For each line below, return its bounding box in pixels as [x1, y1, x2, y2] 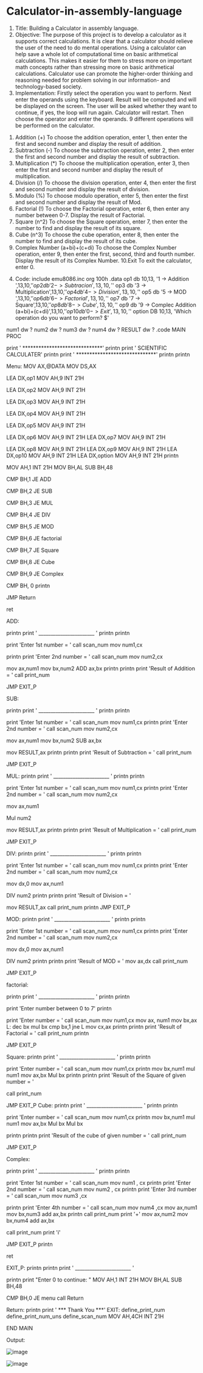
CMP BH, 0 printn [6, 582, 50, 589]
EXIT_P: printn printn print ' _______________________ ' [6, 1264, 134, 1271]
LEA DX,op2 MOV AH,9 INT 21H [6, 386, 86, 393]
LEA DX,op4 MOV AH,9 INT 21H [6, 410, 86, 417]
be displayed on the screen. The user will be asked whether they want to [15, 102, 198, 109]
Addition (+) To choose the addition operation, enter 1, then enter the [15, 133, 188, 141]
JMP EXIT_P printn [6, 1241, 53, 1248]
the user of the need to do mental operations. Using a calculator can [15, 44, 187, 51]
